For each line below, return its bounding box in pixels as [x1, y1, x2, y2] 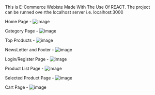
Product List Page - [5, 65, 44, 71]
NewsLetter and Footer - [5, 47, 54, 52]
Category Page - [5, 28, 38, 33]
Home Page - [5, 19, 32, 24]
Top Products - [5, 37, 35, 43]
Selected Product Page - [5, 75, 54, 80]
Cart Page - [5, 84, 29, 90]
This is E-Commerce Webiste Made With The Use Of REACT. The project [5, 4, 150, 10]
